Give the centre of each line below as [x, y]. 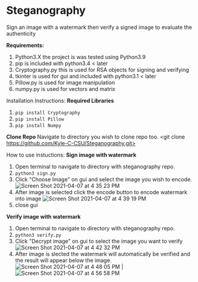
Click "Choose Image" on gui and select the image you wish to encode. [103, 179]
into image [28, 198]
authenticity [21, 33]
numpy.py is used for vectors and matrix [65, 89]
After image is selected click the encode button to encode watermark [101, 192]
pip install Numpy [38, 125]
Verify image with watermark [43, 216]
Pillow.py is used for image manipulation [65, 83]
